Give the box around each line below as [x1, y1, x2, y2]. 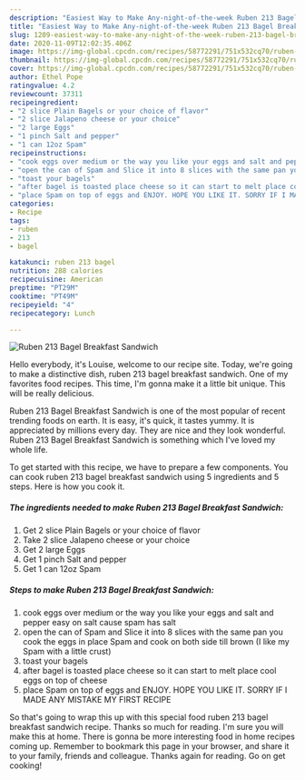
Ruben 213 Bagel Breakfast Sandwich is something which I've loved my [9, 435, 276, 445]
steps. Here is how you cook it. [9, 481, 125, 492]
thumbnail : [9, 55, 51, 65]
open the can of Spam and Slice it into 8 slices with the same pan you [22, 626, 283, 637]
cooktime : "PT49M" [9, 292, 79, 301]
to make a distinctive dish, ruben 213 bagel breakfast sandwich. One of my [9, 369, 289, 380]
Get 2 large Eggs [22, 545, 86, 555]
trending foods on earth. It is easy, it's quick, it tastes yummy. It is [9, 415, 255, 426]
